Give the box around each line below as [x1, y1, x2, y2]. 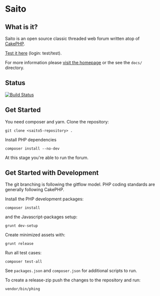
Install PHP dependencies [5, 137, 57, 142]
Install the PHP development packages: [5, 196, 84, 202]
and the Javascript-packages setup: [5, 214, 78, 220]
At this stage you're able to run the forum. [5, 155, 89, 160]
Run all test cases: [5, 250, 42, 256]
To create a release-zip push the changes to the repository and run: [5, 277, 141, 283]
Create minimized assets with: [5, 232, 66, 238]
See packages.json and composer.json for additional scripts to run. [5, 268, 137, 274]
